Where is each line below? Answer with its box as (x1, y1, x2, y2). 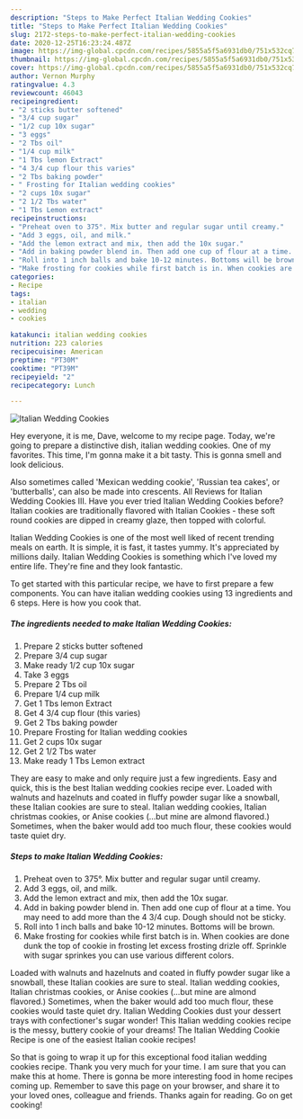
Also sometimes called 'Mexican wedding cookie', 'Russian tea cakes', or (10, 477, 281, 488)
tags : (10, 289, 31, 298)
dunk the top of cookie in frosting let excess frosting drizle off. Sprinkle (22, 941, 287, 952)
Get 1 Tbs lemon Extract (22, 698, 112, 709)
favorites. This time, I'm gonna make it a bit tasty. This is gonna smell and (10, 450, 282, 461)
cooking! (10, 1099, 43, 1111)
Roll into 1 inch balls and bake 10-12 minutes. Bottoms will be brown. (22, 921, 275, 932)
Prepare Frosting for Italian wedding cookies (22, 727, 188, 738)
